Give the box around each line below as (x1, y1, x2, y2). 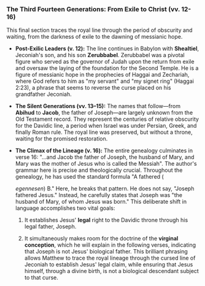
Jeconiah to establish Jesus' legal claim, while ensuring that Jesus (24, 261, 193, 268)
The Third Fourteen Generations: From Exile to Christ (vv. (6, 5, 180, 14)
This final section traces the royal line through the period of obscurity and (6, 26, 193, 34)
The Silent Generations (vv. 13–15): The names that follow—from (15, 102, 181, 110)
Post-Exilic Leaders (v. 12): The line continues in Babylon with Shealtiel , (15, 45, 199, 52)
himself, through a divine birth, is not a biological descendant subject (24, 268, 199, 275)
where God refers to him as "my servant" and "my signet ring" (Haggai (15, 77, 195, 85)
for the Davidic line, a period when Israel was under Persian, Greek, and (15, 122, 197, 129)
